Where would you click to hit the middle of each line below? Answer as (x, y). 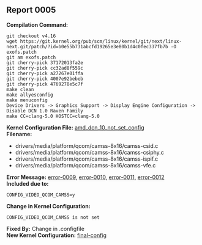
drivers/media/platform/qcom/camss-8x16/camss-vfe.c (85, 165)
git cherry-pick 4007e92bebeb (45, 79)
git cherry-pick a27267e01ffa (45, 73)
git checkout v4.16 (31, 36)
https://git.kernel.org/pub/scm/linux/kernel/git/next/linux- (101, 41)
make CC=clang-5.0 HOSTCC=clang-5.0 (53, 116)
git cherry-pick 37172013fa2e (45, 63)
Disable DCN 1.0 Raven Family (45, 111)
